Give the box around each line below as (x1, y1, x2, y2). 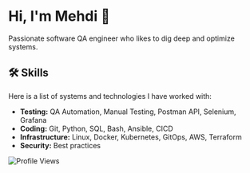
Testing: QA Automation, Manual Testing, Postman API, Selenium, (19, 107, 237, 116)
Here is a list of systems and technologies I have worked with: (8, 91, 212, 100)
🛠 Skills (8, 66, 50, 80)
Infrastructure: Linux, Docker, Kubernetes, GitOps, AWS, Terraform (19, 132, 242, 142)
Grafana (19, 115, 47, 124)
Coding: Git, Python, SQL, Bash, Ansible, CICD (19, 124, 173, 133)
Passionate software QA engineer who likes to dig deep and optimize (8, 33, 236, 43)
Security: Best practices (19, 140, 101, 150)
